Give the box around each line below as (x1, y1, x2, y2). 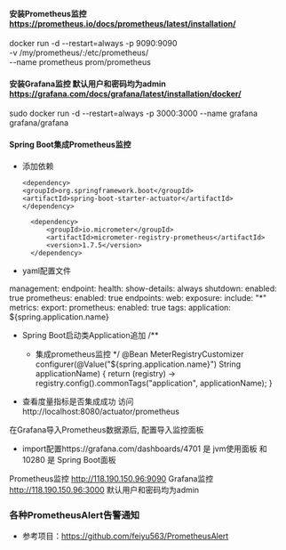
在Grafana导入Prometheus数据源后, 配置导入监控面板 (9, 424, 204, 435)
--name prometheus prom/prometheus (9, 57, 151, 68)
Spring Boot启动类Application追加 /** (21, 329, 159, 340)
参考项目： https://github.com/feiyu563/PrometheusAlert (21, 530, 229, 541)
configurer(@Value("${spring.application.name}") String (35, 359, 242, 369)
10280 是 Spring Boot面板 (21, 454, 116, 465)
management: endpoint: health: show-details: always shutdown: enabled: (9, 283, 277, 294)
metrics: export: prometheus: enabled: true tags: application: (9, 302, 231, 312)
